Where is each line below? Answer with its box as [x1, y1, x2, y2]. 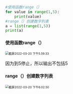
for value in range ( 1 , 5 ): [5, 9, 59, 15]
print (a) [5, 28, 24, 33]
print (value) [14, 14, 42, 19]
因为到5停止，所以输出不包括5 [5, 60, 68, 66]
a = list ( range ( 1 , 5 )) [5, 23, 51, 29]
